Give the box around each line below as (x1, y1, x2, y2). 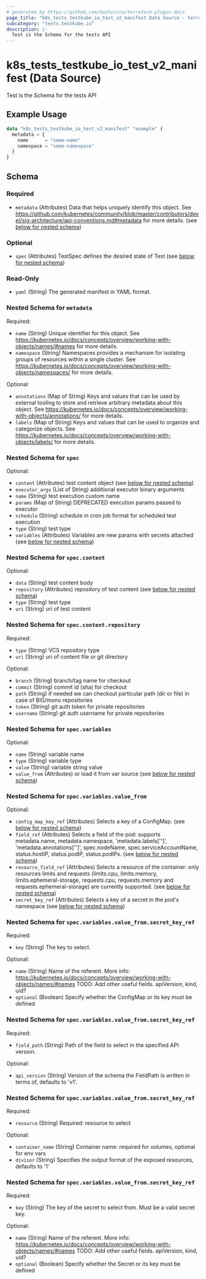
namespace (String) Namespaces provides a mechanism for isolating (15, 349, 186, 356)
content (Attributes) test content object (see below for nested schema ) (15, 480, 194, 486)
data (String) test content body (15, 579, 93, 586)
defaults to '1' (15, 1163, 50, 1170)
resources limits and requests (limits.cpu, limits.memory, (15, 870, 158, 877)
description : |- (6, 26, 48, 33)
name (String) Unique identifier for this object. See (15, 329, 140, 336)
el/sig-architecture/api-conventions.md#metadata (15, 216, 142, 224)
